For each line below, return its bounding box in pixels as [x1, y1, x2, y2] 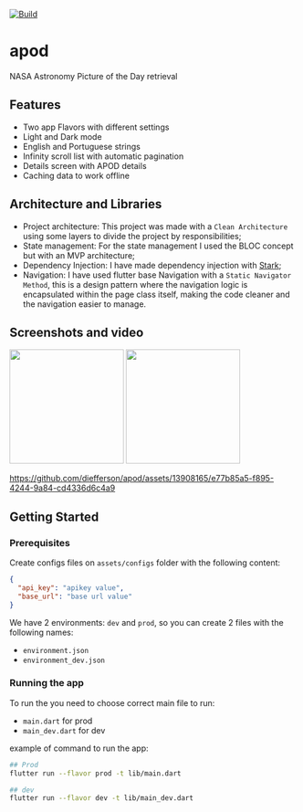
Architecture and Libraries [9, 196, 162, 212]
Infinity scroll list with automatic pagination [22, 151, 184, 162]
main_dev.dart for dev [22, 724, 106, 735]
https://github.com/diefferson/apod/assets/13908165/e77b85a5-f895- [9, 473, 275, 484]
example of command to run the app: [9, 743, 149, 754]
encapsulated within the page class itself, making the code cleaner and [22, 289, 290, 300]
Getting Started [9, 509, 99, 524]
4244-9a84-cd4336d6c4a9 [9, 482, 116, 493]
